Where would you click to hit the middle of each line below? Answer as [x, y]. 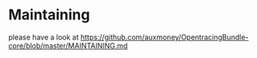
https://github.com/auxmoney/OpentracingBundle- [164, 37]
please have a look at [44, 37]
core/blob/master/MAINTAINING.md [68, 45]
